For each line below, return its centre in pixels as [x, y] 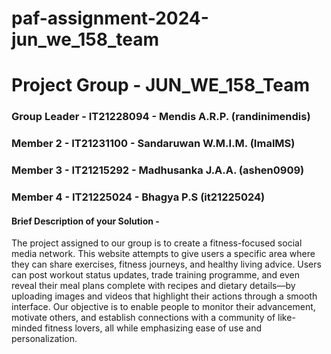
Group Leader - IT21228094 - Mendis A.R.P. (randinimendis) [161, 117]
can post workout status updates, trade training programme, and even [155, 275]
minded [27, 328]
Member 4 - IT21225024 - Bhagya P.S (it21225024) [138, 197]
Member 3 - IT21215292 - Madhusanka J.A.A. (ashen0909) [158, 170]
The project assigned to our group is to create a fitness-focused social [157, 243]
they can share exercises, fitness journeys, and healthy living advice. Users [166, 264]
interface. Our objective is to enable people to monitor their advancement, [163, 307]
